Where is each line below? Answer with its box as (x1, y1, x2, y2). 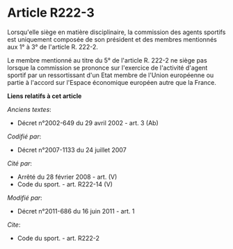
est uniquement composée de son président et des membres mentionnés (7, 35, 217, 43)
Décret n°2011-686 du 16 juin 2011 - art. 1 (17, 207, 135, 215)
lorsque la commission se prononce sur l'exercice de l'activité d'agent (7, 63, 208, 72)
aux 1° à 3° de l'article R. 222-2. (7, 42, 99, 51)
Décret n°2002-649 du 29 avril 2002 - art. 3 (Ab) (17, 118, 159, 127)
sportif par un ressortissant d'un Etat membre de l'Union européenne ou (7, 71, 214, 79)
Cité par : (7, 159, 33, 168)
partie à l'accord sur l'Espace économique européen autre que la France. (7, 78, 217, 86)
